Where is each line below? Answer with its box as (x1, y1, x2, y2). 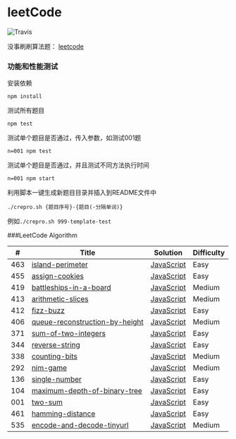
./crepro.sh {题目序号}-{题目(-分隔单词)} (7, 204, 123, 211)
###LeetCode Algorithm (7, 231, 77, 240)
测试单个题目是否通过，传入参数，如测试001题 (7, 133, 142, 142)
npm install (7, 93, 42, 100)
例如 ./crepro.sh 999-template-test (7, 217, 111, 226)
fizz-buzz (31, 306, 65, 315)
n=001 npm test (7, 148, 52, 155)
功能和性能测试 (7, 61, 58, 71)
